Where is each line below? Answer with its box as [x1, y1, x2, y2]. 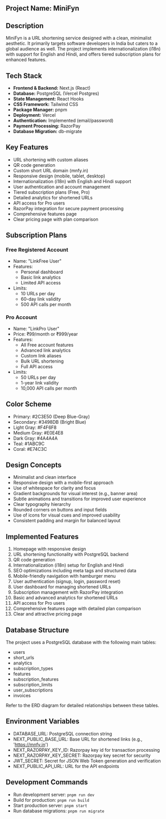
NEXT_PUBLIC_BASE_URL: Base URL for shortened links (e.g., [13, 736, 143, 742]
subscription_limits [13, 682, 53, 688]
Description [6, 21, 44, 30]
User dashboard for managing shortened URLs [13, 584, 111, 590]
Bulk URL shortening [20, 358, 64, 364]
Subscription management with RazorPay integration [13, 589, 124, 596]
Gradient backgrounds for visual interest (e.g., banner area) [13, 491, 138, 497]
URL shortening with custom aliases [13, 157, 88, 163]
